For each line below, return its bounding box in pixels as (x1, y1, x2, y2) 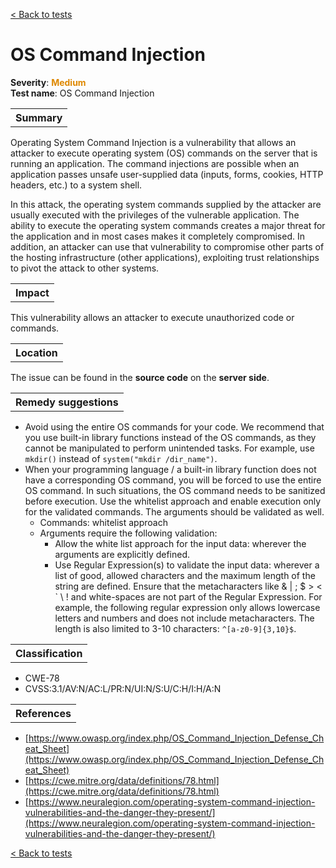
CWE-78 (24, 672, 60, 684)
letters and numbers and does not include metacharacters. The (54, 612, 315, 624)
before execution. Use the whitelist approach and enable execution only (24, 495, 322, 507)
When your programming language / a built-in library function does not (24, 463, 317, 475)
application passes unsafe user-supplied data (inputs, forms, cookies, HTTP (10, 168, 324, 180)
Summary (15, 110, 63, 124)
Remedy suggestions (15, 395, 119, 409)
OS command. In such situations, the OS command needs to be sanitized (24, 484, 326, 496)
